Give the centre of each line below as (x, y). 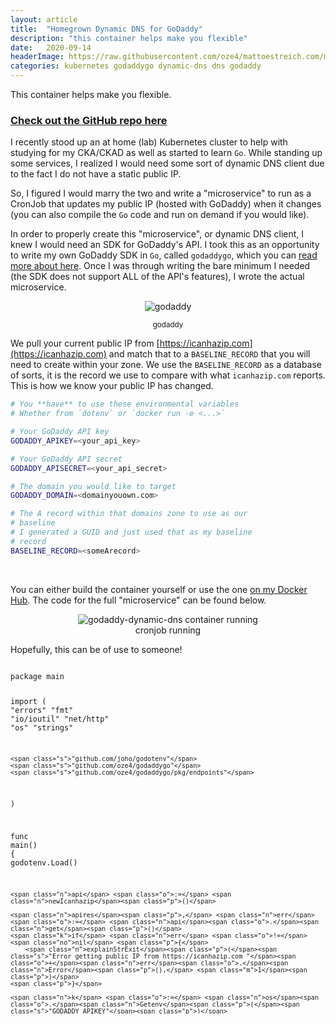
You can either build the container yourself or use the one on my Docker (159, 589)
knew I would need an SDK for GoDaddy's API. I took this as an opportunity (165, 245)
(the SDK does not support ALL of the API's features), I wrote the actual (157, 277)
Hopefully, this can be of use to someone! (96, 649)
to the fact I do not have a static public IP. (96, 174)
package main (37, 676)
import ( (28, 701)
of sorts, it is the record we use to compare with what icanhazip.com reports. (168, 375)
